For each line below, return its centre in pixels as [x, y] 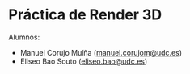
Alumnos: [24, 37]
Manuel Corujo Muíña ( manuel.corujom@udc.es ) [101, 52]
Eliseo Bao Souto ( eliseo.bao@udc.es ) [84, 61]
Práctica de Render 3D [85, 15]
